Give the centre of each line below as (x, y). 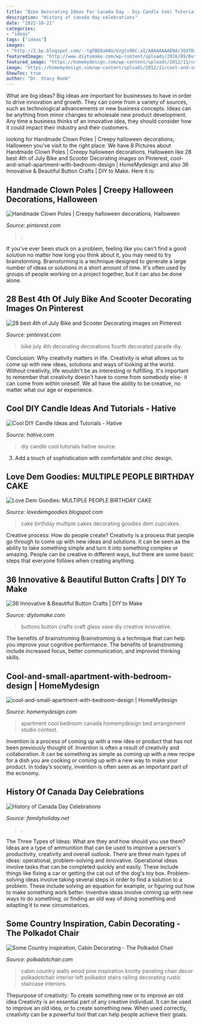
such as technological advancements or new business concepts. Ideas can (99, 109)
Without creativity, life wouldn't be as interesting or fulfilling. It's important (98, 371)
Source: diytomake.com (36, 615)
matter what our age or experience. (50, 390)
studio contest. (39, 730)
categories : (21, 28)
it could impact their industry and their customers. (68, 128)
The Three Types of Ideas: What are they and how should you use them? (96, 841)
